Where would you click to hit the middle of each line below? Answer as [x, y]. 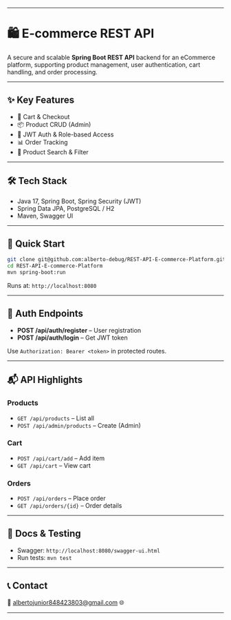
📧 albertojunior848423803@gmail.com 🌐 [66, 602]
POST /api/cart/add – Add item [61, 458]
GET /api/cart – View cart [54, 465]
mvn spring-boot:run [37, 273]
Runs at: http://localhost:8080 [52, 286]
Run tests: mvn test [44, 557]
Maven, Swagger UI [45, 216]
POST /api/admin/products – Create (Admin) [79, 425]
